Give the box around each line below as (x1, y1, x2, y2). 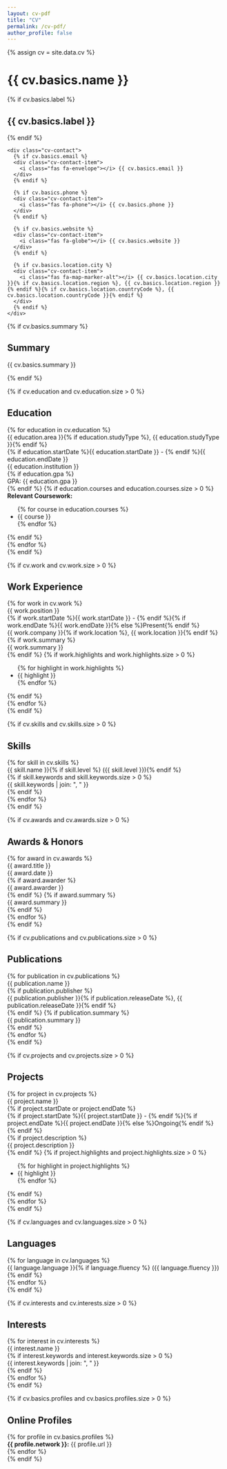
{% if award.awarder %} (7, 876, 76, 884)
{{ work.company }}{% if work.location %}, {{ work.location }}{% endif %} (7, 629, 219, 637)
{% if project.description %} (7, 1134, 88, 1142)
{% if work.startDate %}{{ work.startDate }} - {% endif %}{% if (7, 614, 186, 622)
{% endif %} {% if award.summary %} (7, 891, 116, 899)
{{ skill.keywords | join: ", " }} (7, 781, 89, 789)
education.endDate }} (7, 455, 69, 463)
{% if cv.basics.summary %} (7, 322, 88, 330)
